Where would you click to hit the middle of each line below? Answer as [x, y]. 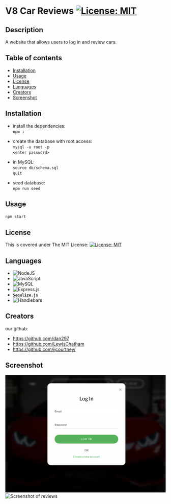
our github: [17, 328]
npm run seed [26, 188]
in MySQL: [23, 162]
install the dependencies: [39, 126]
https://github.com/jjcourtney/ [44, 349]
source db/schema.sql [35, 168]
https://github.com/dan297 [41, 338]
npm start [16, 217]
